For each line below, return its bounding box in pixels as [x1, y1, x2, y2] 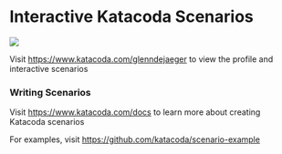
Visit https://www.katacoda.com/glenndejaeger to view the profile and [9, 53, 274, 65]
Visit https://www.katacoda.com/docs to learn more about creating [9, 107, 261, 118]
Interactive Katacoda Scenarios [9, 6, 254, 27]
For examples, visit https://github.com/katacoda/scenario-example [9, 134, 260, 145]
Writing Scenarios [9, 86, 91, 98]
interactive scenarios [9, 63, 89, 74]
